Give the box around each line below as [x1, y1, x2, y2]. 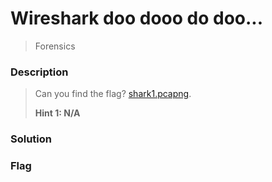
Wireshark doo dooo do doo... [10, 7, 264, 30]
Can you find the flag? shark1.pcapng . [34, 88, 192, 100]
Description [10, 65, 69, 79]
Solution [10, 132, 53, 146]
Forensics [34, 40, 76, 52]
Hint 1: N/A [34, 107, 81, 119]
